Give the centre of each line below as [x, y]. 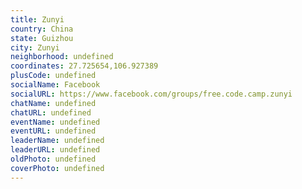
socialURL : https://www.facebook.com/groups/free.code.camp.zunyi [151, 94]
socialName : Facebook [55, 85]
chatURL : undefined [51, 112]
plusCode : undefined [53, 76]
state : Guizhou [42, 38]
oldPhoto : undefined [53, 159]
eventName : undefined [55, 122]
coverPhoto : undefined [57, 168]
